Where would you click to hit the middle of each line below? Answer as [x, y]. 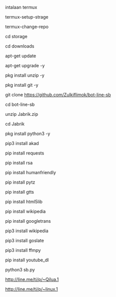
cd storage [16, 36]
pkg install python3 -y [28, 133]
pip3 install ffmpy [23, 250]
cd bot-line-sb [20, 104]
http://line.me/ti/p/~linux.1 [32, 289]
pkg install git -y [22, 85]
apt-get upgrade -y [25, 65]
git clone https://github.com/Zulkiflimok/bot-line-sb [58, 95]
